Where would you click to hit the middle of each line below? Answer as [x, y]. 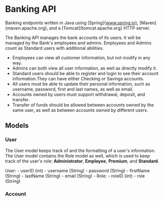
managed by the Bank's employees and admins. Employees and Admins [78, 42]
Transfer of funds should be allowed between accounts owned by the [83, 105]
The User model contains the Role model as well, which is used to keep [78, 156]
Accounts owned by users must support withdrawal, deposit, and [79, 94]
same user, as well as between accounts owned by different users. [80, 110]
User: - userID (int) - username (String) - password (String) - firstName [77, 170]
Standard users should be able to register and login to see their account [85, 73]
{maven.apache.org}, [27, 28]
